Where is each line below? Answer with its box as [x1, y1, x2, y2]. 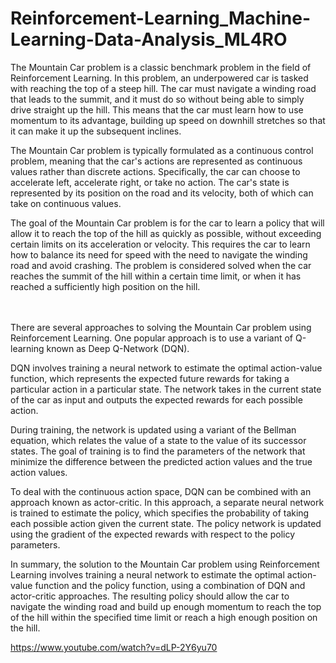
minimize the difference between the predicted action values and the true [10, 455, 313, 467]
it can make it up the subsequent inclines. [10, 125, 182, 137]
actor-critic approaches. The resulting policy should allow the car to [10, 590, 290, 602]
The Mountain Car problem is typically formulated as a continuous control [10, 144, 314, 156]
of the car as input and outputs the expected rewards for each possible [10, 393, 303, 406]
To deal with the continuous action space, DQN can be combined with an [10, 485, 312, 497]
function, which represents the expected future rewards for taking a [10, 372, 290, 384]
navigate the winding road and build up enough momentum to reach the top [10, 600, 322, 612]
